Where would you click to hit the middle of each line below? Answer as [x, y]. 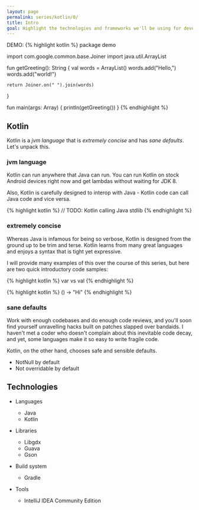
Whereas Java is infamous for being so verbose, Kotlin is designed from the [99, 239]
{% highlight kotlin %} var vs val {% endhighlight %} [70, 280]
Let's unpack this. [28, 147]
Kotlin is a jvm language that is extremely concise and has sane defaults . [95, 140]
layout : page [23, 12]
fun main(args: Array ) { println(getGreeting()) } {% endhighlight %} [88, 108]
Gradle [32, 477]
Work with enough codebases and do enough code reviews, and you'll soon [99, 320]
